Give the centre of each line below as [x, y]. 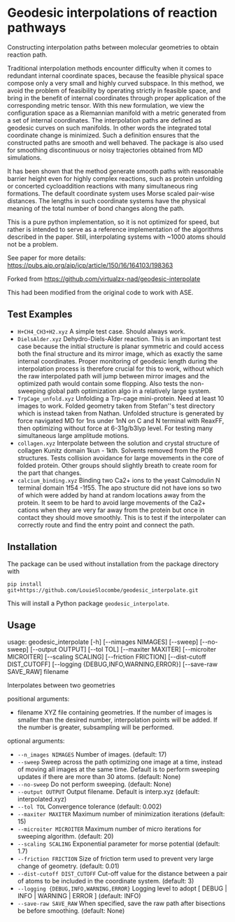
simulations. [24, 157]
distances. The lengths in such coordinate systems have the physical [107, 200]
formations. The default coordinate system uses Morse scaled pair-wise [111, 193]
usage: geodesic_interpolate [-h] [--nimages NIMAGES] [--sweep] [103, 642]
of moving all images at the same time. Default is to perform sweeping [119, 769]
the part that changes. [49, 473]
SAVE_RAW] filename [38, 672]
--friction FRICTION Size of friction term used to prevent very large [115, 859]
